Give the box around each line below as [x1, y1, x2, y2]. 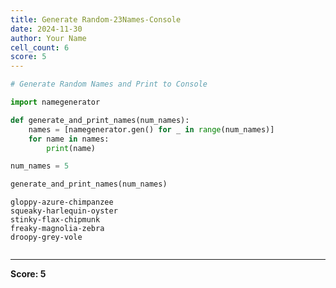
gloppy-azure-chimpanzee [10, 197, 114, 208]
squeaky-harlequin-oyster [10, 206, 118, 216]
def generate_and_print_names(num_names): [10, 115, 190, 125]
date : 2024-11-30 [10, 24, 83, 34]
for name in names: [28, 134, 110, 144]
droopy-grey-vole [10, 232, 83, 243]
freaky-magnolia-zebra [10, 224, 105, 234]
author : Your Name [10, 33, 87, 43]
